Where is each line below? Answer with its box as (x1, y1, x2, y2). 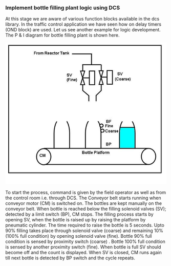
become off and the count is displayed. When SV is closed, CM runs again (5, 249, 162, 255)
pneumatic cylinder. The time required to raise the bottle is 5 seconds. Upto (5, 222, 165, 228)
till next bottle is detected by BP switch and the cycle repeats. (5, 255, 136, 261)
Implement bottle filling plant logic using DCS (5, 4, 120, 11)
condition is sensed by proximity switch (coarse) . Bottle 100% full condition (5, 238, 165, 244)
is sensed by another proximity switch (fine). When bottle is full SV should (5, 243, 161, 250)
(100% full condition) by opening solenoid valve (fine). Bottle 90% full (5, 233, 152, 239)
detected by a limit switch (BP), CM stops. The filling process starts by (5, 211, 154, 217)
